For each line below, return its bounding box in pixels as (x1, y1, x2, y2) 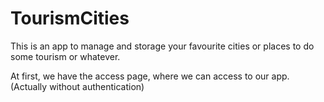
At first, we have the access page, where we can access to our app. (10, 70, 290, 82)
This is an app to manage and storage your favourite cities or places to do (10, 40, 315, 52)
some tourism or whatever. (10, 50, 121, 62)
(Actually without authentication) (10, 80, 145, 92)
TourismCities (10, 7, 130, 30)
